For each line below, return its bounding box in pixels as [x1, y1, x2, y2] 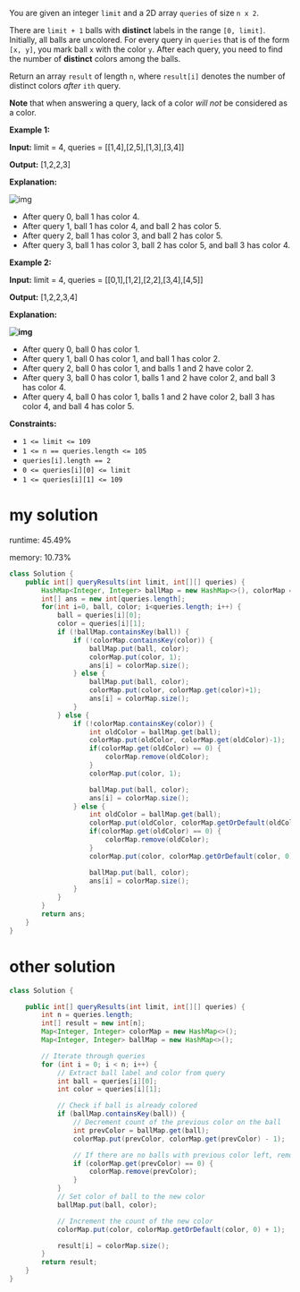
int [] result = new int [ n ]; [41, 1019, 146, 1028]
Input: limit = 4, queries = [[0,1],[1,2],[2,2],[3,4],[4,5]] [9, 275, 204, 285]
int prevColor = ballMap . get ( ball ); [72, 1125, 210, 1135]
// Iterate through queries [41, 1051, 146, 1060]
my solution [9, 505, 98, 526]
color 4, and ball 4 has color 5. [21, 401, 135, 411]
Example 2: [9, 257, 52, 268]
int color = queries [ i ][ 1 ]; [56, 1085, 162, 1094]
